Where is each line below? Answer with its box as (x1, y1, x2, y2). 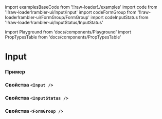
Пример (5, 68, 26, 75)
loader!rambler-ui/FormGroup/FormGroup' (5, 15, 90, 20)
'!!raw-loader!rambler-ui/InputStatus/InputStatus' (5, 19, 104, 25)
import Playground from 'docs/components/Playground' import (5, 29, 131, 34)
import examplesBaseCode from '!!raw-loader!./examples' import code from (5, 4, 158, 10)
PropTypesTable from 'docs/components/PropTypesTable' (5, 34, 122, 40)
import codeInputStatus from (90, 15, 149, 20)
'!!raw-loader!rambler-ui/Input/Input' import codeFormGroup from (5, 9, 137, 15)
